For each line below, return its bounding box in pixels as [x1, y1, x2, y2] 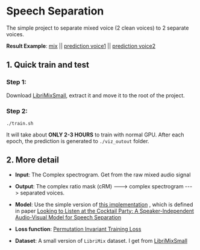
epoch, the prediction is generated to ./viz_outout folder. [6, 137, 149, 144]
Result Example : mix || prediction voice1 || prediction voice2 [6, 42, 155, 50]
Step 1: [6, 78, 27, 86]
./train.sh [6, 120, 34, 126]
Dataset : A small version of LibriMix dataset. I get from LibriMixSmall [14, 237, 188, 244]
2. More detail [6, 155, 59, 165]
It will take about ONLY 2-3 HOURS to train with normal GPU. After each [6, 131, 185, 138]
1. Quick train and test [6, 60, 89, 70]
